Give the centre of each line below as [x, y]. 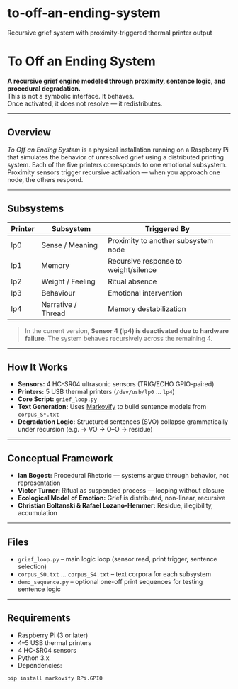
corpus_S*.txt [38, 415]
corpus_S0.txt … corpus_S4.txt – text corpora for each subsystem [114, 574]
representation [39, 483]
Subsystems [36, 209]
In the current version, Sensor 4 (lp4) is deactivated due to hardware [126, 330]
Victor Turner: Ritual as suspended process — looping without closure [121, 491]
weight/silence [132, 269]
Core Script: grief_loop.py [57, 399]
